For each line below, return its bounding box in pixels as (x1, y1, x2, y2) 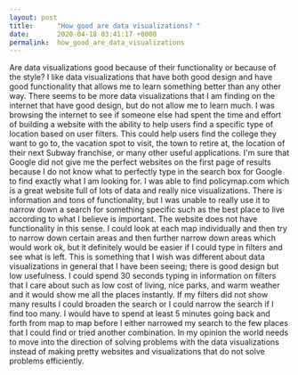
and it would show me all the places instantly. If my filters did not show (9, 289, 269, 300)
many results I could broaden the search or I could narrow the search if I (9, 299, 274, 310)
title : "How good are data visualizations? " (9, 21, 201, 30)
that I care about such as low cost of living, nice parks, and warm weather (9, 280, 280, 290)
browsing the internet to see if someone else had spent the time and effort (9, 110, 282, 120)
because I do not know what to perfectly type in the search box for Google (9, 167, 283, 177)
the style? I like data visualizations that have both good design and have (9, 72, 273, 83)
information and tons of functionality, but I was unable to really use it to (9, 195, 270, 206)
